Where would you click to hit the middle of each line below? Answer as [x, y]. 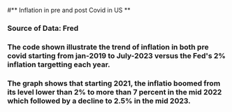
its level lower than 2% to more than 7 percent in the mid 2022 [115, 92]
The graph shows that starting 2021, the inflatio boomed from [114, 83]
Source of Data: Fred [43, 28]
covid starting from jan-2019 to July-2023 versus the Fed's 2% [116, 55]
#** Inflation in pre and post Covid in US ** [69, 10]
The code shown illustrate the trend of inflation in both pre [108, 47]
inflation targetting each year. [59, 64]
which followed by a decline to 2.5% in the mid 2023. [99, 101]
